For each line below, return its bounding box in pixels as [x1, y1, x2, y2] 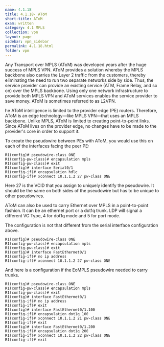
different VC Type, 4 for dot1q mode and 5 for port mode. [5, 212, 120, 218]
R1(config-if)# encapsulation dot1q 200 [5, 328, 89, 333]
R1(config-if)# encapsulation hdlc [5, 169, 78, 174]
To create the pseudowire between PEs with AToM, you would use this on [5, 138, 153, 143]
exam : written [5, 21, 34, 26]
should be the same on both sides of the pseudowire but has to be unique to [5, 187, 159, 193]
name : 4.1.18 [5, 7, 32, 12]
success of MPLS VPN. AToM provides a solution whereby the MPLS [5, 67, 143, 72]
